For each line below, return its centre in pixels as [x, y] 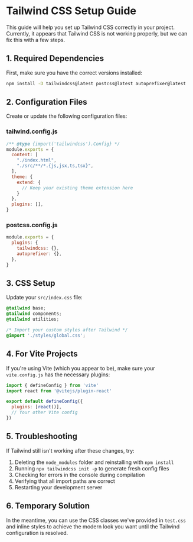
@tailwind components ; [34, 314]
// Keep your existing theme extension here [77, 188]
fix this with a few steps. [36, 40]
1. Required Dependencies [55, 58]
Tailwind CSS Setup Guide [71, 11]
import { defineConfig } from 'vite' [53, 385]
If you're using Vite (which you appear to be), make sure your [81, 368]
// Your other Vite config [45, 412]
